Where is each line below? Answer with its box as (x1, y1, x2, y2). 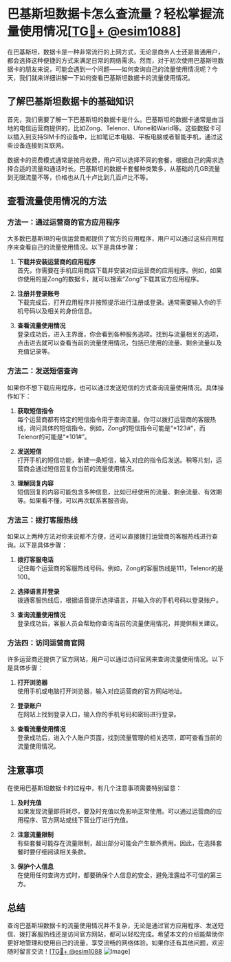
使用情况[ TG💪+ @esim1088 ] (19, 23, 181, 39)
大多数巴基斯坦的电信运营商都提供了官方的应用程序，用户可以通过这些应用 (7, 234, 218, 243)
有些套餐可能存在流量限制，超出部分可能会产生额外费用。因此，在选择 (16, 839, 217, 848)
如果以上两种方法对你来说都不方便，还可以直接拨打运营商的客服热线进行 (7, 532, 212, 541)
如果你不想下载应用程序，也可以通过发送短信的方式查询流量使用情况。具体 (7, 383, 218, 392)
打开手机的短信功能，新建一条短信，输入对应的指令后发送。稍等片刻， (16, 456, 217, 464)
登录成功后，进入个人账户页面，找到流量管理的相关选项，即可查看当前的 (16, 734, 222, 742)
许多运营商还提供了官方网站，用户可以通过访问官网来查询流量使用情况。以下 (7, 655, 224, 663)
